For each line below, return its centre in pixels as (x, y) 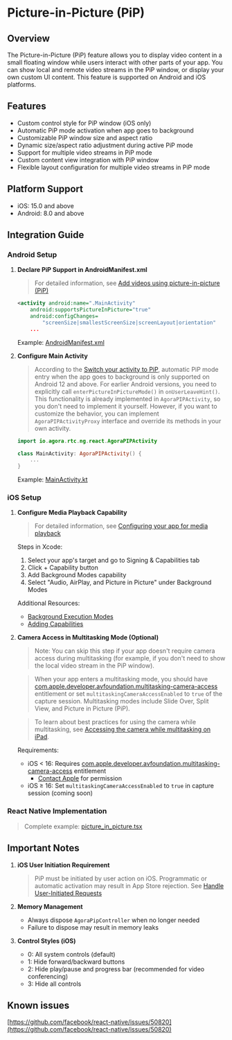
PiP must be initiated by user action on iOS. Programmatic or (121, 878)
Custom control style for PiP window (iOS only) (84, 123)
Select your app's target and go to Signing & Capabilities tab (114, 561)
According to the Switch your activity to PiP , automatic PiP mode (126, 369)
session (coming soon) (60, 793)
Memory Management (50, 906)
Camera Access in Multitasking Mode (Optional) (88, 638)
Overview (29, 39)
